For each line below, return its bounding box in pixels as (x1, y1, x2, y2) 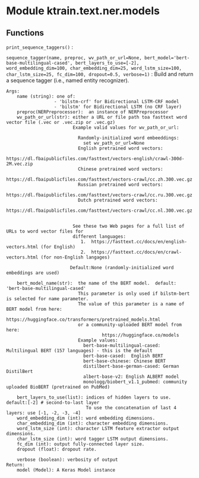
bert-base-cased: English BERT (83, 353, 163, 359)
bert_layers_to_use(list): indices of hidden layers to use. (17, 394, 171, 400)
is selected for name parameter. (6, 296, 89, 302)
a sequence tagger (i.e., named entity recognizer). (6, 77, 129, 84)
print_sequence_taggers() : (6, 43, 73, 50)
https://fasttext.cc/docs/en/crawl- (91, 249, 182, 255)
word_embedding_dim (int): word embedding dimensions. (17, 415, 156, 421)
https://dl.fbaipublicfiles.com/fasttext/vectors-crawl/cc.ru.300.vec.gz (6, 192, 193, 198)
